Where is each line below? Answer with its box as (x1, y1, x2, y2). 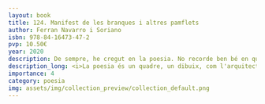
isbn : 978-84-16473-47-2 (8, 33, 90, 41)
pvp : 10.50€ (8, 41, 47, 48)
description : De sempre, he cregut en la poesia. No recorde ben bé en (8, 56, 248, 63)
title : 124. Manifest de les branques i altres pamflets (8, 19, 200, 27)
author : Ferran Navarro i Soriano (8, 26, 122, 34)
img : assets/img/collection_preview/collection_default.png (8, 84, 211, 92)
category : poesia (8, 77, 65, 84)
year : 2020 (8, 48, 44, 56)
